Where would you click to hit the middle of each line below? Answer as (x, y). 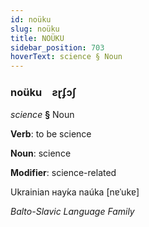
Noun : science (41, 153)
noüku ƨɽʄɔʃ (43, 93)
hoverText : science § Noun (66, 57)
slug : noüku (35, 29)
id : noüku (31, 19)
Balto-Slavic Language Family (72, 212)
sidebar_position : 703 (57, 47)
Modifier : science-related (63, 173)
